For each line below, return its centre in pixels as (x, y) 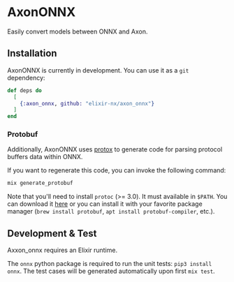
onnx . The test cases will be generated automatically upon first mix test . (111, 271)
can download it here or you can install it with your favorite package (105, 204)
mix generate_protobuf (40, 183)
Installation (32, 53)
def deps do (24, 90)
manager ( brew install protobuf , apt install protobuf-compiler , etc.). (111, 211)
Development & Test (52, 233)
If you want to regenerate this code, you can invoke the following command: (117, 170)
